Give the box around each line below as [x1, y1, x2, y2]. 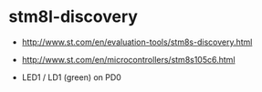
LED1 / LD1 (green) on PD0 [21, 71, 122, 83]
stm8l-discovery [8, 6, 139, 27]
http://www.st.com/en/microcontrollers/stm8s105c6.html [21, 54, 236, 65]
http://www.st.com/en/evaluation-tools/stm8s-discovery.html [21, 36, 253, 47]
